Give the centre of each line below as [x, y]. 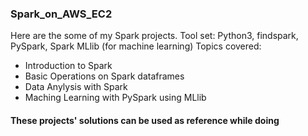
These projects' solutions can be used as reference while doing [145, 120]
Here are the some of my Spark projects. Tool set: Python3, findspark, [154, 36]
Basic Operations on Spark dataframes [104, 76]
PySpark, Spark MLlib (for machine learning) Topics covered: [136, 46]
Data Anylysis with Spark [76, 87]
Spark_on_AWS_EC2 [61, 14]
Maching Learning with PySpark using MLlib [115, 98]
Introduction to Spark [68, 66]
